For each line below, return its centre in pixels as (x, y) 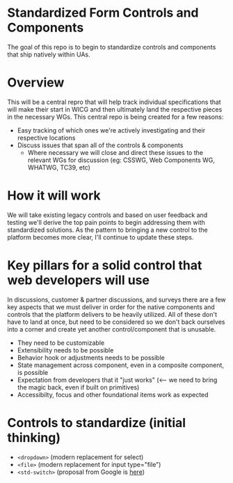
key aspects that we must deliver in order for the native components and (111, 307)
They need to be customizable (61, 343)
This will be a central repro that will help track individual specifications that (114, 102)
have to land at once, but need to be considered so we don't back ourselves (116, 322)
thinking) (34, 437)
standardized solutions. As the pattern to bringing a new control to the (108, 230)
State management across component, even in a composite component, (121, 365)
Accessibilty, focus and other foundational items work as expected (113, 394)
